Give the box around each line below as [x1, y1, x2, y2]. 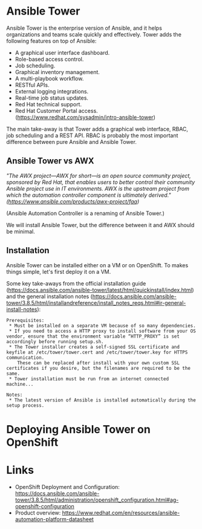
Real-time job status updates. [15, 94, 89, 101]
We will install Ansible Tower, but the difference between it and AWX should [6, 221, 195, 228]
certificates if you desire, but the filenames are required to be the [6, 365, 191, 371]
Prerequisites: [6, 317, 45, 323]
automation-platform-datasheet [15, 515, 94, 523]
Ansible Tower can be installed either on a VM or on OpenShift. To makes [6, 261, 189, 268]
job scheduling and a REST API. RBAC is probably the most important [6, 132, 178, 139]
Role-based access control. [15, 55, 84, 63]
